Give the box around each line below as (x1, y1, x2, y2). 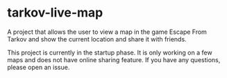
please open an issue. (7, 63, 70, 71)
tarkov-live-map (7, 5, 103, 21)
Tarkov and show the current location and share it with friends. (7, 35, 187, 43)
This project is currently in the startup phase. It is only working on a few (7, 48, 213, 57)
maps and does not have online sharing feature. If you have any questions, (7, 55, 221, 64)
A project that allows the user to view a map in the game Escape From (7, 28, 207, 36)
